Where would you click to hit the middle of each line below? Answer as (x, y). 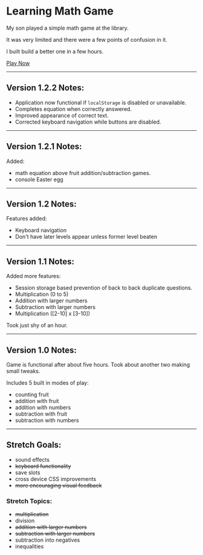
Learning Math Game (60, 11)
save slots (27, 472)
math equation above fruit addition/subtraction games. (83, 173)
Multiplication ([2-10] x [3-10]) (53, 314)
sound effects (32, 459)
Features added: (27, 219)
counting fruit (32, 394)
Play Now (18, 63)
